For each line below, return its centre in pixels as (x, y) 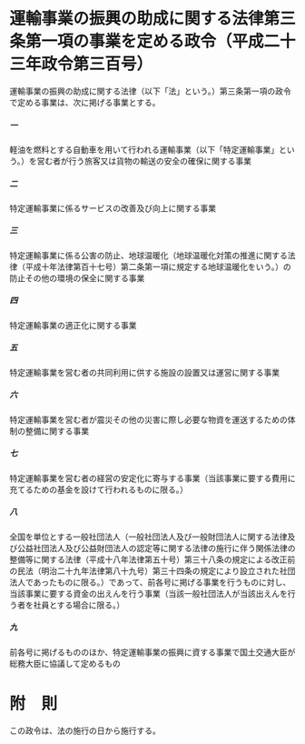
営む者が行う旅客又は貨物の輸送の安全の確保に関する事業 (144, 161)
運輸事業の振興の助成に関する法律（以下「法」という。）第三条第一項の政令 (151, 91)
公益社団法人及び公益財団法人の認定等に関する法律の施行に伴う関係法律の (156, 548)
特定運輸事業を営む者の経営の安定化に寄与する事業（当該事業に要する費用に (152, 478)
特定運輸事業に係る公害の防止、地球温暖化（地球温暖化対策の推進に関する (148, 255)
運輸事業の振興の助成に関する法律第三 (153, 19)
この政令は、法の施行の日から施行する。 (85, 730)
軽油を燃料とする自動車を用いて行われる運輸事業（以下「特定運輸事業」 (144, 149)
